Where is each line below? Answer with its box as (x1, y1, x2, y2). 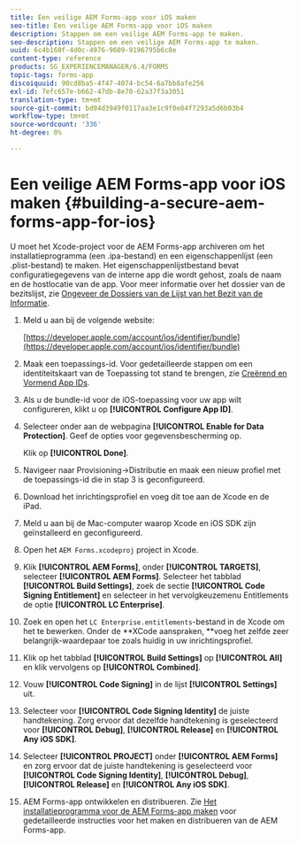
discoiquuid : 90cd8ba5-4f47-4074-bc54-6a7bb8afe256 (10, 79, 204, 88)
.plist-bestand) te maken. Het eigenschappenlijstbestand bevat (10, 259, 240, 270)
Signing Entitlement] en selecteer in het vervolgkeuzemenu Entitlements (22, 590, 289, 600)
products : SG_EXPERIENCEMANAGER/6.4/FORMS (10, 63, 169, 72)
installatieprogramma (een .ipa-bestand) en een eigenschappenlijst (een (10, 250, 273, 261)
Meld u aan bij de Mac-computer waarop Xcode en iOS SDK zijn (22, 517, 256, 528)
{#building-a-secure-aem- (64, 193, 265, 213)
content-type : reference (10, 54, 102, 63)
